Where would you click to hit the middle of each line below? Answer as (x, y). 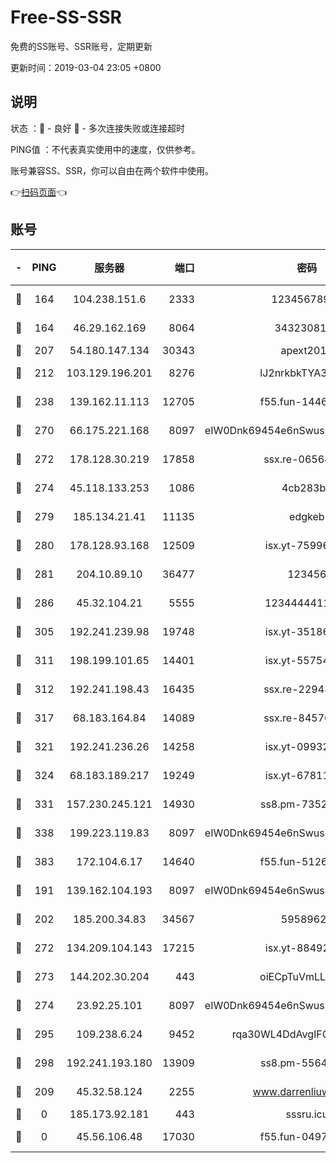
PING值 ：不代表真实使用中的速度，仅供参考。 (105, 149)
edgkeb (307, 516)
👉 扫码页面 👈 (39, 192)
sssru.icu (307, 1114)
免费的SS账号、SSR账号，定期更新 (81, 46)
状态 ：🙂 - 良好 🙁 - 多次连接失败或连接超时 (97, 128)
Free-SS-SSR (66, 17)
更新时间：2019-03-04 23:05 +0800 (86, 67)
